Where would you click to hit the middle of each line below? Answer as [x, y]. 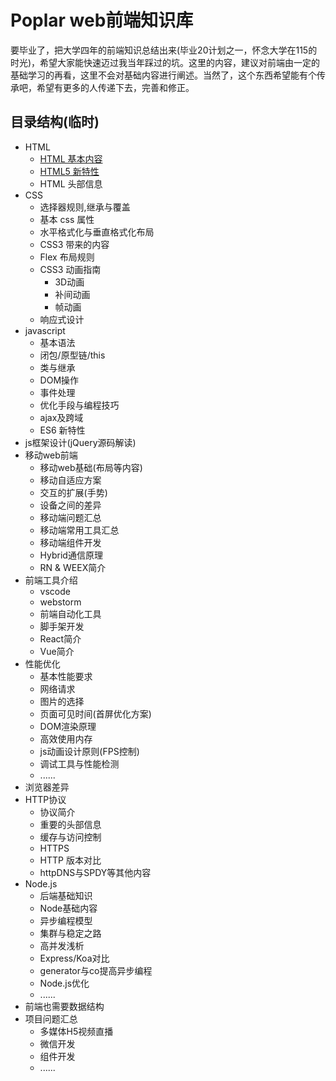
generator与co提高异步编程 [96, 970]
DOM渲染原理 [68, 726]
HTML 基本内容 [71, 158]
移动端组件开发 [70, 542]
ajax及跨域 [61, 417]
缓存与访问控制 [70, 837]
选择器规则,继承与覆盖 [85, 207]
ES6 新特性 [62, 430]
